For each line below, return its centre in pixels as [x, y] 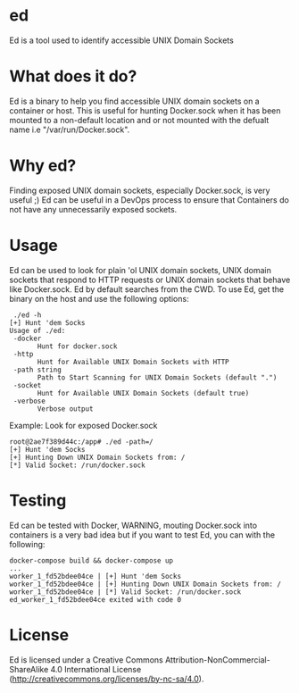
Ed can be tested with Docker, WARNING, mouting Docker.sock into [133, 525]
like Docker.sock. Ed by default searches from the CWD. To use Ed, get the [147, 289]
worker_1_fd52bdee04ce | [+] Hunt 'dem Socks [95, 576]
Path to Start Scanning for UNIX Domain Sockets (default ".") [157, 377]
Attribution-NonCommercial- [217, 660]
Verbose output [65, 409]
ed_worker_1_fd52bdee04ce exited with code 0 [95, 599]
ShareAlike [29, 669]
